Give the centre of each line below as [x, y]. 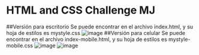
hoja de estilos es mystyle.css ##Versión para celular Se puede [96, 33]
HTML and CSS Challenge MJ [81, 10]
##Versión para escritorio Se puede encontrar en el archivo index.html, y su [100, 27]
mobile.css [19, 46]
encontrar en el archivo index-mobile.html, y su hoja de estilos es [87, 39]
